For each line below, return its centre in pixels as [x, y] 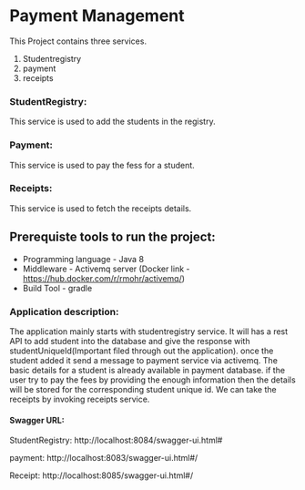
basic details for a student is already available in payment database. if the [147, 370]
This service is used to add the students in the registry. [112, 122]
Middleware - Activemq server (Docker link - [106, 269]
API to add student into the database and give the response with [130, 341]
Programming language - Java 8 [83, 259]
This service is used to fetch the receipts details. [101, 208]
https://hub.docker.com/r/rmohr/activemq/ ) [103, 278]
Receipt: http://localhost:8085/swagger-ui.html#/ [102, 475]
